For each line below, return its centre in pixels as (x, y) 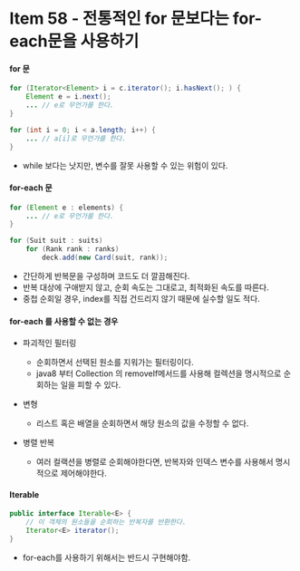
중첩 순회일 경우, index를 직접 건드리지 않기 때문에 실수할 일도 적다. (141, 298)
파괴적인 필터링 (49, 343)
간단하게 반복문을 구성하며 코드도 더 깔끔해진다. (106, 276)
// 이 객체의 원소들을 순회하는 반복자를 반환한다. (106, 522)
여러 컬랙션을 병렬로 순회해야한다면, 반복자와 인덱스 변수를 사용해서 (155, 462)
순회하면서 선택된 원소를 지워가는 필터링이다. (115, 363)
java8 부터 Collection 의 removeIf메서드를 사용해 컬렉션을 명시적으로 (159, 373)
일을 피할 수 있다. (91, 385)
